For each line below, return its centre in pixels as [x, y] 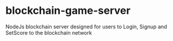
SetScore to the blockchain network [49, 32]
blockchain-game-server [68, 11]
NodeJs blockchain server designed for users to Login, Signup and [86, 27]
